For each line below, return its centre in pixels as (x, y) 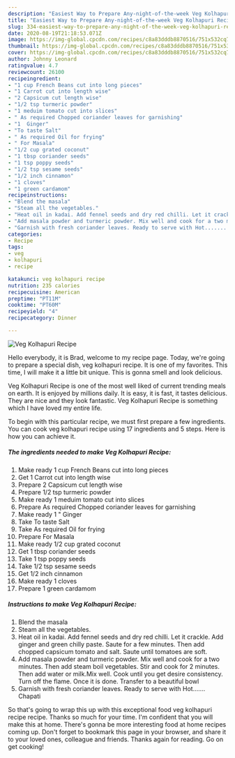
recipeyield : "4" (33, 312)
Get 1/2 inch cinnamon (50, 573)
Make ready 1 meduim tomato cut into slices (81, 499)
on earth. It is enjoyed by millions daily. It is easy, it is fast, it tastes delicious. (118, 393)
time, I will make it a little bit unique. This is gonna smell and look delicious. (115, 372)
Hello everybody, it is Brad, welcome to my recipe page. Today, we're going (116, 357)
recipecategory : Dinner (43, 318)
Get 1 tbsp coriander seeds (57, 551)
